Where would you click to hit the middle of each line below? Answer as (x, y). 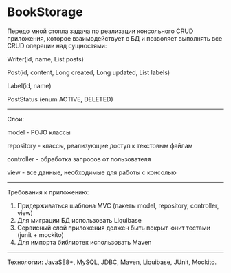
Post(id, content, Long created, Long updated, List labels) (89, 72)
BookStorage (45, 12)
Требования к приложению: (48, 192)
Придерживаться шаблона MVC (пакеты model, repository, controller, (118, 205)
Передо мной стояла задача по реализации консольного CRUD (100, 31)
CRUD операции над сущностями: (57, 45)
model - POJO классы (39, 132)
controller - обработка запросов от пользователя (79, 159)
